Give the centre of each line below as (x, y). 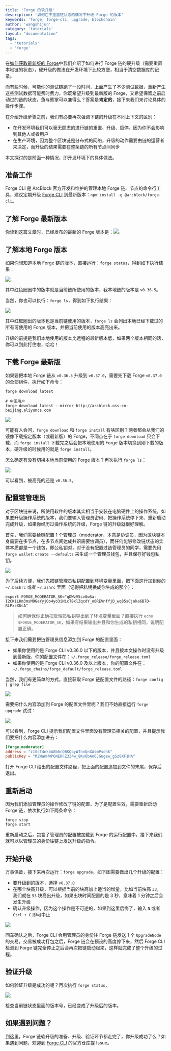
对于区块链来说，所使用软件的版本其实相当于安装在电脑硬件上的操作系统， (83, 511)
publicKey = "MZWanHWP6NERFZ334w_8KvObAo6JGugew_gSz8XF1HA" (70, 756)
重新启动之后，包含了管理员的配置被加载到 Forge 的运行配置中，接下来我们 (84, 835)
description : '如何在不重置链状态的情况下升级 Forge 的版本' (64, 15)
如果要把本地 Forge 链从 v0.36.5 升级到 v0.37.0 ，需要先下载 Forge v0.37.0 (83, 375)
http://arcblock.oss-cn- (102, 406)
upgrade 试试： (21, 710)
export (12, 597)
